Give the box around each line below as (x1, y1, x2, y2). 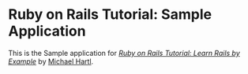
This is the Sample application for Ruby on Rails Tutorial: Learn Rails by (8, 48, 241, 57)
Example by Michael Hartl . (8, 57, 94, 66)
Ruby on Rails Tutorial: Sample (8, 6, 212, 24)
